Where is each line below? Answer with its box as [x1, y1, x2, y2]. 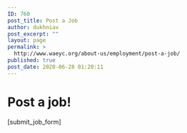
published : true [7, 57, 56, 64]
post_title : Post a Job [7, 17, 79, 24]
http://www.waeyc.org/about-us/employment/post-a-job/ [14, 50, 181, 58]
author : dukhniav [7, 23, 59, 31]
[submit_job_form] [7, 117, 62, 126]
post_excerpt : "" [7, 30, 59, 38]
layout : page [7, 37, 46, 44]
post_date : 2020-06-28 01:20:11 [7, 63, 103, 70]
